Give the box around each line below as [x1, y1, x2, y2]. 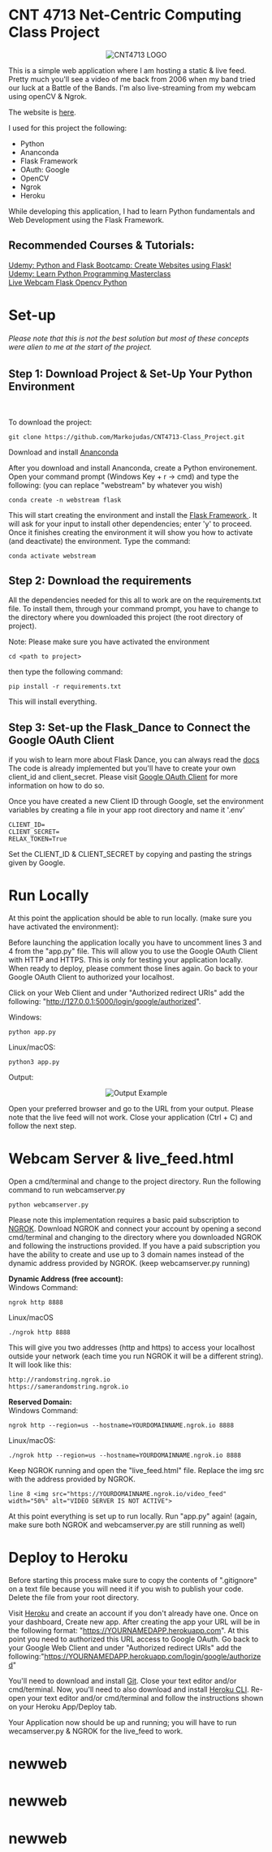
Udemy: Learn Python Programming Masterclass [8, 268, 171, 278]
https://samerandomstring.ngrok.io [8, 1383, 129, 1391]
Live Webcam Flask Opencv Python [8, 277, 127, 287]
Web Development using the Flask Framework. [8, 215, 165, 224]
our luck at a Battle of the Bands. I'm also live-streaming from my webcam [8, 83, 257, 93]
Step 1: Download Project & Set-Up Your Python [8, 367, 253, 381]
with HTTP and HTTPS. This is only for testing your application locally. [8, 955, 244, 965]
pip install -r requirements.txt [8, 683, 122, 691]
